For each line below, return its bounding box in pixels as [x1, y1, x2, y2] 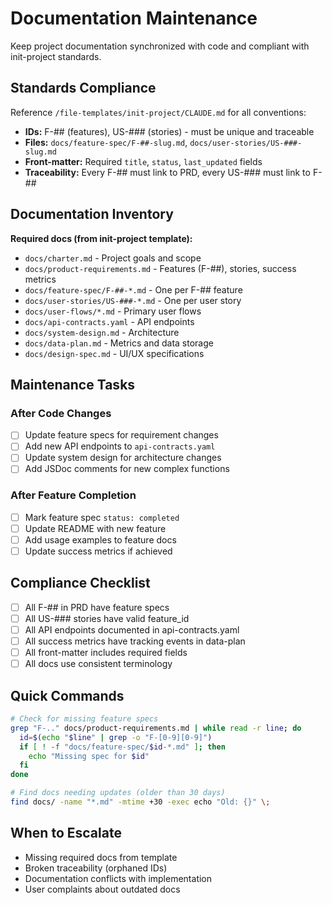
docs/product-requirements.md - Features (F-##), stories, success [24, 262, 297, 274]
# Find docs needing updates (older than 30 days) [10, 788, 226, 798]
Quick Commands [10, 687, 125, 704]
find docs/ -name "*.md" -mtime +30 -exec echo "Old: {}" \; [10, 797, 271, 807]
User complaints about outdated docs [24, 883, 181, 895]
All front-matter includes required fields [24, 647, 188, 659]
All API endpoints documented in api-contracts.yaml [24, 623, 240, 636]
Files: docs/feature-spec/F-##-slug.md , [24, 136, 188, 148]
